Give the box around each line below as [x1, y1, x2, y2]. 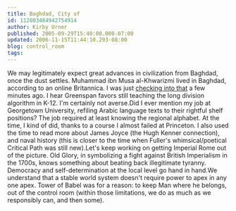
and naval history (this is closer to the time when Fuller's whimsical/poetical [7, 136, 227, 144]
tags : [7, 50, 23, 57]
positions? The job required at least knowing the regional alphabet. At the [7, 113, 220, 122]
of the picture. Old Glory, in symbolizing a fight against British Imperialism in [7, 151, 228, 159]
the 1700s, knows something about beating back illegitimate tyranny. [7, 158, 206, 167]
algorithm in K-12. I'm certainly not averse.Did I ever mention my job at [7, 98, 211, 107]
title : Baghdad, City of [7, 10, 80, 18]
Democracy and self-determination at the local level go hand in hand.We [7, 166, 218, 174]
